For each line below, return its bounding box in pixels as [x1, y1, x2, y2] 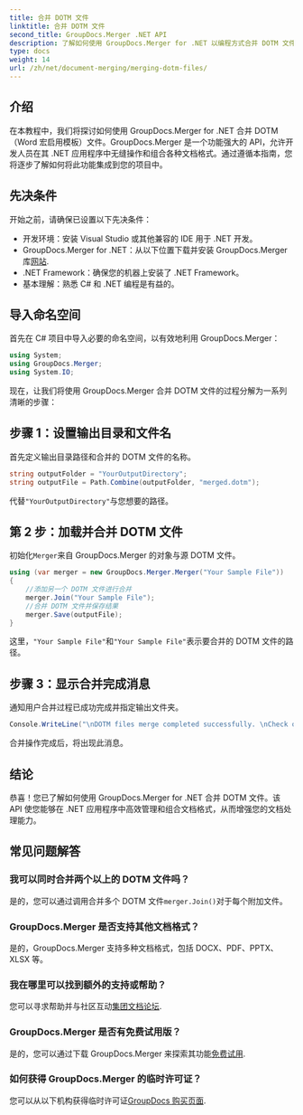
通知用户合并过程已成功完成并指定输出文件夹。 [9, 702, 183, 713]
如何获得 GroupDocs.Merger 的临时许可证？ [9, 1072, 202, 1085]
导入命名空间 [9, 307, 81, 322]
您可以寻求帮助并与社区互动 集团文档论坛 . [9, 1001, 162, 1012]
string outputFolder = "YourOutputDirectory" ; [9, 469, 188, 478]
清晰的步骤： [9, 396, 57, 407]
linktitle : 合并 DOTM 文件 [9, 22, 106, 31]
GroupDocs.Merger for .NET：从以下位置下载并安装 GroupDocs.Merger [22, 244, 289, 255]
